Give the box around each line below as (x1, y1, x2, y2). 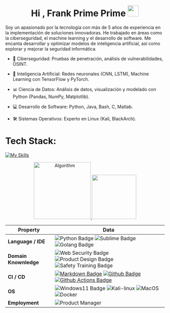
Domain (8, 252, 27, 259)
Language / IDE (8, 238, 46, 245)
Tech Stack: (5, 136, 57, 147)
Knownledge (8, 258, 39, 265)
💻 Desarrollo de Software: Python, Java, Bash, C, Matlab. (12, 104, 133, 110)
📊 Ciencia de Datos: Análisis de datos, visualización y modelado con (12, 86, 157, 92)
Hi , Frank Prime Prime (31, 8, 126, 19)
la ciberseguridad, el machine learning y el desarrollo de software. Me (5, 35, 151, 41)
